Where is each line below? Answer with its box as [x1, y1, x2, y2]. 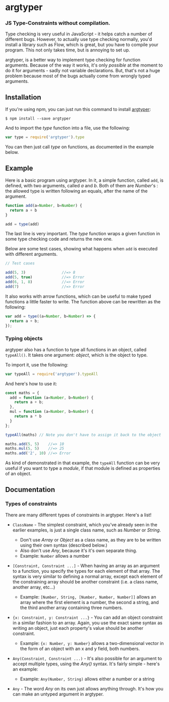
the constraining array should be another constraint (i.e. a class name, [12, 578, 159, 584]
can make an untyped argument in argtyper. [12, 691, 104, 697]
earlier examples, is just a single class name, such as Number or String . [12, 527, 161, 533]
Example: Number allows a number [20, 553, 90, 559]
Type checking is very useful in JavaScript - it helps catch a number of [5, 31, 152, 37]
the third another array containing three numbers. [20, 605, 123, 611]
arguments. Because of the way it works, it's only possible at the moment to [5, 62, 163, 68]
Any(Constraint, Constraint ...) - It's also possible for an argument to [12, 655, 162, 661]
